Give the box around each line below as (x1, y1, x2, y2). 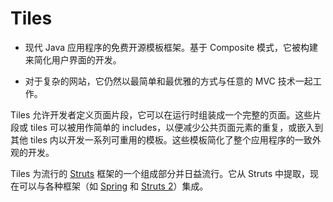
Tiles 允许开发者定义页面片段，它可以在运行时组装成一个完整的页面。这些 (10, 108, 313, 121)
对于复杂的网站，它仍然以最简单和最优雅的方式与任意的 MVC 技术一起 (24, 75, 313, 87)
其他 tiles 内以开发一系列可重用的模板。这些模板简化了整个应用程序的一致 (10, 133, 313, 146)
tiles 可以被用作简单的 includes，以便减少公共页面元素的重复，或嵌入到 (29, 121, 324, 133)
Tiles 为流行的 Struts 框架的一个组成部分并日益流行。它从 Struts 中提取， (10, 167, 310, 179)
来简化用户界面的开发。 (24, 53, 122, 66)
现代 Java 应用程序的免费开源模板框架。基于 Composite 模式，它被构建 (24, 41, 319, 53)
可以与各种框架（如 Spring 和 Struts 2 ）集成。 (18, 180, 209, 192)
